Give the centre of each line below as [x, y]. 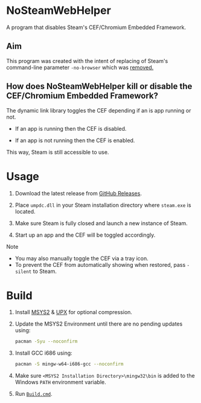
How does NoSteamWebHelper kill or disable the [99, 86]
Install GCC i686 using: [43, 353]
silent [23, 272]
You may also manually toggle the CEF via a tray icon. [82, 258]
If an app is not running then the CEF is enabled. [75, 140]
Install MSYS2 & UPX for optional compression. [74, 312]
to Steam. [45, 271]
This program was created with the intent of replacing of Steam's [87, 61]
